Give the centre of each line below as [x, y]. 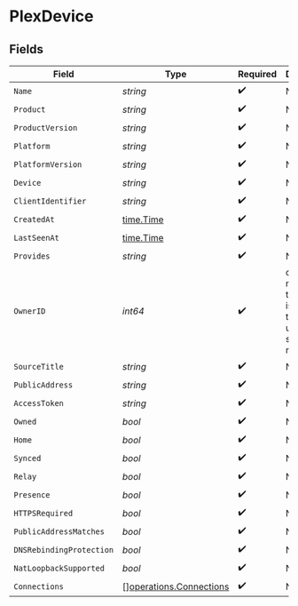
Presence [32, 494]
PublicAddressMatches [59, 531]
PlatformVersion [48, 164]
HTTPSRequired [43, 513]
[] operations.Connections [176, 586]
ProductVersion [46, 128]
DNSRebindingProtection [64, 550]
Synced [27, 458]
